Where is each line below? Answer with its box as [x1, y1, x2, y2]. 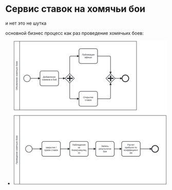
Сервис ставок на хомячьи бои [5, 3, 145, 15]
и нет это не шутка [5, 20, 47, 26]
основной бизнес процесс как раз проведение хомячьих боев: [5, 30, 144, 36]
